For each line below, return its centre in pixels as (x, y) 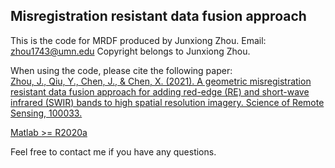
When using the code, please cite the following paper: (121, 70)
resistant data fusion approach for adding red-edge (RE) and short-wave (160, 91)
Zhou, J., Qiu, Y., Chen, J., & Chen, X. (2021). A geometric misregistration (161, 81)
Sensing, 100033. (46, 113)
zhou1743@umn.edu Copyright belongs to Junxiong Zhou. (130, 51)
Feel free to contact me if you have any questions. (113, 151)
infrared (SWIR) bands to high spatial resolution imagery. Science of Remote (167, 102)
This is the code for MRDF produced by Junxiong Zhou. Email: (138, 40)
